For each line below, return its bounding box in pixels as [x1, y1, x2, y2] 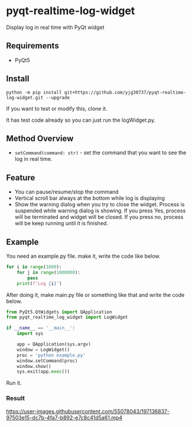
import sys [17, 331, 44, 337]
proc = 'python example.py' [17, 352, 86, 358]
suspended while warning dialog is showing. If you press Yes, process [14, 207, 186, 214]
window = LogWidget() [17, 347, 70, 352]
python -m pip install [6, 89, 62, 95]
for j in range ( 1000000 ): [17, 269, 81, 276]
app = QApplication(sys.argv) [17, 341, 92, 347]
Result [6, 394, 25, 403]
